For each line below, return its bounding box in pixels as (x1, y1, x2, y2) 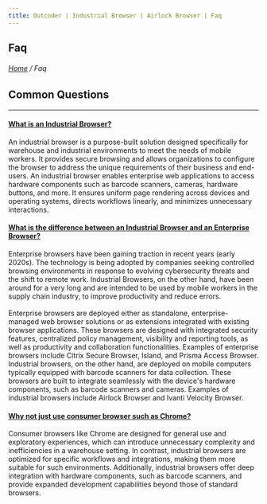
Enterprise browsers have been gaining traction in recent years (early (8, 249, 236, 259)
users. (8, 170, 29, 180)
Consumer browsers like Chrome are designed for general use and (8, 429, 226, 439)
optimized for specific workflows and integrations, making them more (8, 455, 236, 464)
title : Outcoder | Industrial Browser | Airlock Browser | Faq (8, 11, 222, 20)
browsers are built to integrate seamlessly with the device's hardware (8, 376, 236, 386)
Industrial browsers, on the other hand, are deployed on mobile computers (8, 359, 252, 369)
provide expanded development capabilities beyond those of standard (8, 479, 238, 490)
